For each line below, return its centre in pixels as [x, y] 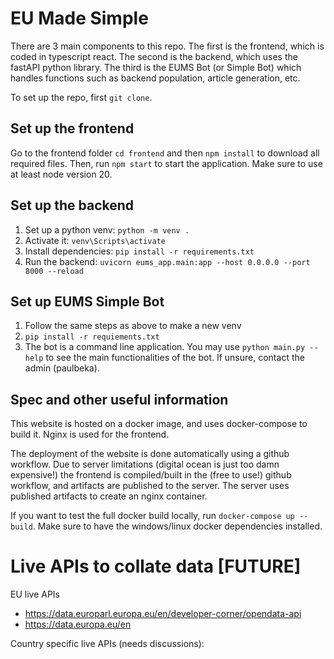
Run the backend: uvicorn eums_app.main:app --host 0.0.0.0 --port [167, 261]
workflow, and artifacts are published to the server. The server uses [150, 486]
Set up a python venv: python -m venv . [107, 229]
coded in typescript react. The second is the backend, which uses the [154, 56]
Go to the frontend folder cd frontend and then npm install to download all [165, 153]
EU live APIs [35, 594]
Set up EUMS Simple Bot [87, 301]
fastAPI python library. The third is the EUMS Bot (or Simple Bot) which [156, 67]
